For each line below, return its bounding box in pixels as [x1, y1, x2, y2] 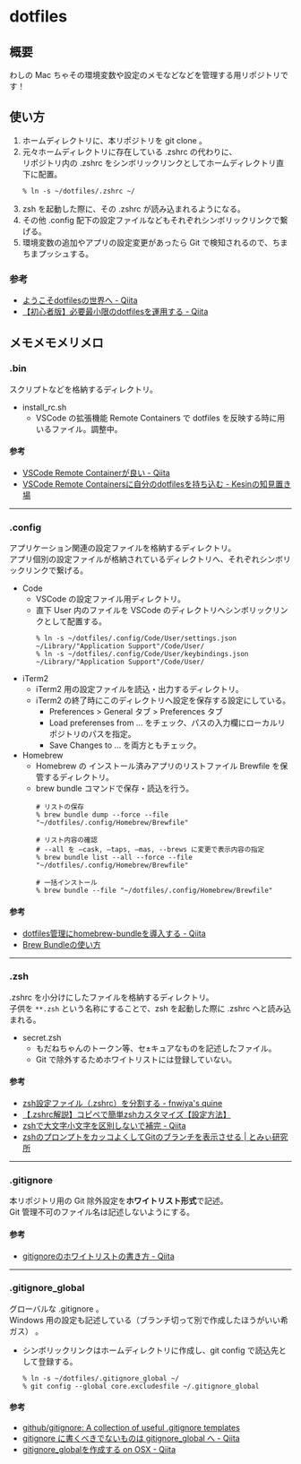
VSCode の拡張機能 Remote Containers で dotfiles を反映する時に [35, 412, 278, 423]
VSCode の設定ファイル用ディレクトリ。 [35, 593, 185, 604]
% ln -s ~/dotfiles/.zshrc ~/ [21, 186, 136, 195]
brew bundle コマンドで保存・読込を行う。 [35, 783, 194, 794]
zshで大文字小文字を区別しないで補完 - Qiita [21, 1121, 186, 1130]
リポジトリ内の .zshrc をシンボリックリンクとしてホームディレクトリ [21, 157, 277, 168]
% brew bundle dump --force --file [35, 810, 168, 819]
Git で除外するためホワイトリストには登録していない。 [35, 1053, 237, 1064]
